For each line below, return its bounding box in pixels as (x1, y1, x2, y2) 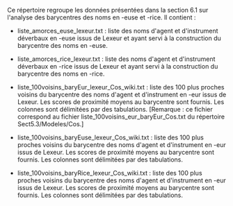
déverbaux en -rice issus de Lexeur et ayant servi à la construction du (17, 62, 218, 70)
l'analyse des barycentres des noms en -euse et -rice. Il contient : (7, 13, 196, 22)
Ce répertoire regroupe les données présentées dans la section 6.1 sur (7, 6, 209, 14)
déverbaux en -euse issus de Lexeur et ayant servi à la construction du (17, 34, 221, 42)
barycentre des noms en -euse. (17, 42, 108, 49)
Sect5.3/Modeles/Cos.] (17, 120, 84, 128)
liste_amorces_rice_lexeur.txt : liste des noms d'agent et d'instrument (17, 55, 216, 63)
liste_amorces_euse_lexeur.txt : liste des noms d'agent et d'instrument (17, 27, 218, 35)
